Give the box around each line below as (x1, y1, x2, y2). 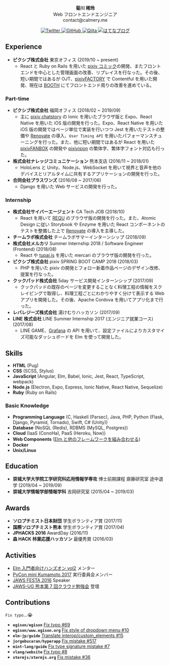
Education (5, 462, 39, 470)
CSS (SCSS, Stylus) (12, 368, 54, 374)
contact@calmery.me (62, 17, 108, 23)
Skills (5, 349, 23, 357)
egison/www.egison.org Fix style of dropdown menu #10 (12, 627, 129, 633)
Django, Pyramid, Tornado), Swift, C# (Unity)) (12, 419, 108, 425)
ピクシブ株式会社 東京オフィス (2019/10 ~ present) (12, 56, 119, 63)
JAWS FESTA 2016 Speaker (12, 577, 71, 583)
